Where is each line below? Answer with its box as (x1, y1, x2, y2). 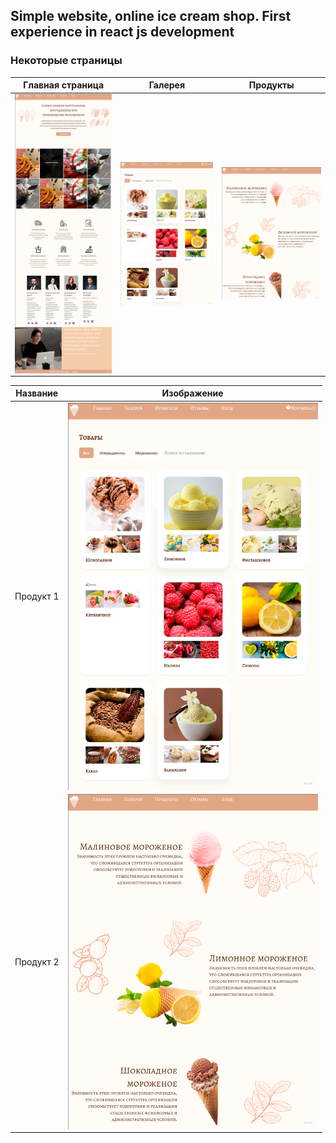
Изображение (161, 387, 224, 399)
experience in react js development (10, 24, 235, 41)
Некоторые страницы (10, 54, 123, 68)
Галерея (148, 79, 185, 91)
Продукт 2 (14, 955, 60, 968)
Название (15, 387, 59, 399)
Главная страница (23, 79, 105, 91)
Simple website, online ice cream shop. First (10, 8, 292, 25)
